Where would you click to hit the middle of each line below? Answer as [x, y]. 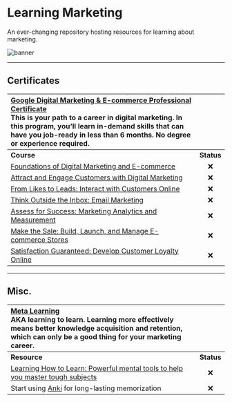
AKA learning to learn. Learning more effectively [92, 319]
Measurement [33, 220]
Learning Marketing [65, 13]
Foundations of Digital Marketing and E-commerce [93, 166]
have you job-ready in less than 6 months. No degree [101, 135]
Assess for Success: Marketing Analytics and [84, 211]
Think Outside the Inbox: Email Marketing [77, 200]
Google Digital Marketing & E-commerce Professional [101, 100]
